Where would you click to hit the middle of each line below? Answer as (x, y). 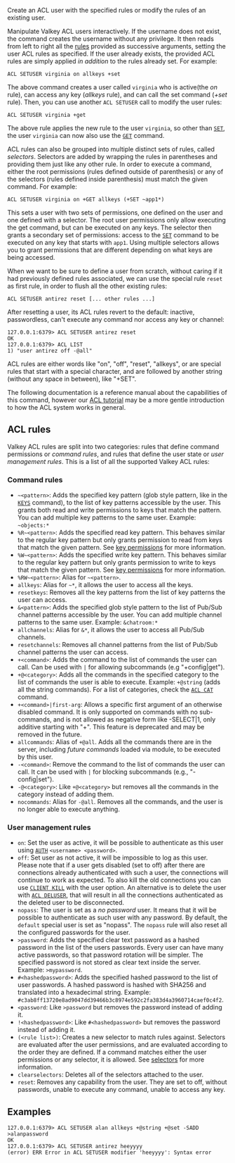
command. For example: (42, 187)
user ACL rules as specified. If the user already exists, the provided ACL (111, 54)
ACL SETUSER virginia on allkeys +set (64, 74)
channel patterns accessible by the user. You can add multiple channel (120, 615)
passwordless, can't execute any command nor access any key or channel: (116, 319)
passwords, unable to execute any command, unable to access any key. (121, 1090)
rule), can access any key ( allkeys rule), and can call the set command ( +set (117, 95)
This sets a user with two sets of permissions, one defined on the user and (115, 213)
